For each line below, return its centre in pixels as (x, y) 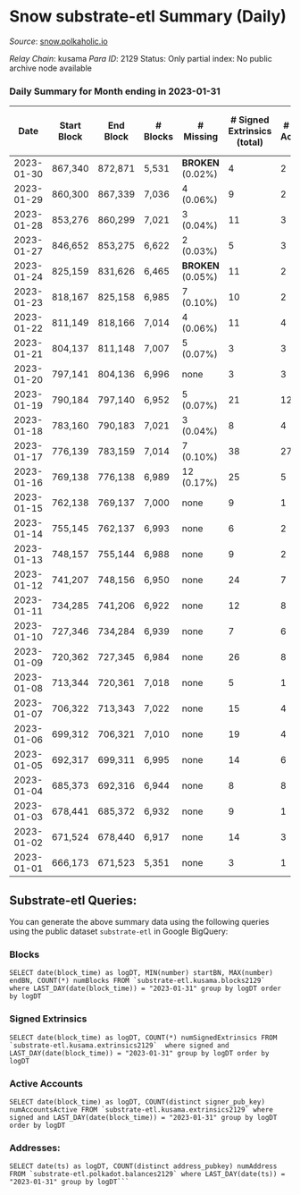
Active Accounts (46, 1083)
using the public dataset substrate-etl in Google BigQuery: (119, 931)
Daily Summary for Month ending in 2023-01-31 (115, 91)
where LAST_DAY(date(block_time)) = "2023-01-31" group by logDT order (145, 989)
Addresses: (35, 1148)
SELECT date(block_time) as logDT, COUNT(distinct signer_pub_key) (137, 1102)
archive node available (50, 68)
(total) (250, 142)
